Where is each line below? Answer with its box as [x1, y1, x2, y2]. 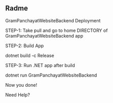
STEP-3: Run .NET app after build [5, 62, 75, 68]
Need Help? [5, 91, 31, 98]
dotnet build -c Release [5, 52, 54, 58]
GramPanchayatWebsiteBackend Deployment [5, 17, 101, 23]
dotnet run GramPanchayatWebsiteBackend [5, 72, 97, 78]
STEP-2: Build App [5, 43, 44, 49]
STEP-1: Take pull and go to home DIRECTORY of [5, 27, 108, 33]
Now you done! [5, 82, 37, 88]
